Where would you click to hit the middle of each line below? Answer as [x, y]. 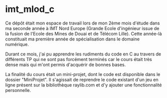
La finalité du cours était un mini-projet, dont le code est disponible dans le [83, 74]
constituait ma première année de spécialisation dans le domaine [72, 39]
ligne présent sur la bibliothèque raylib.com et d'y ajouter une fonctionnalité [83, 85]
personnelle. [18, 90]
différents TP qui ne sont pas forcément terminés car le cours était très [79, 59]
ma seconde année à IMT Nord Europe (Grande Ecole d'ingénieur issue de [82, 28]
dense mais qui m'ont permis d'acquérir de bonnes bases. [66, 64]
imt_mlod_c [30, 9]
